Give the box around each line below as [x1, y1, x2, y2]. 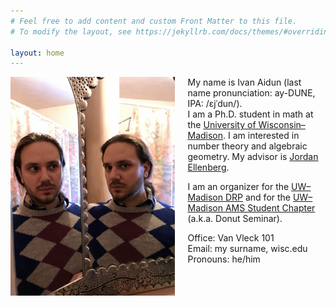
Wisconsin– [258, 119, 306, 131]
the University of [187, 119, 257, 131]
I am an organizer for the [187, 181, 290, 193]
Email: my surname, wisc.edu [187, 243, 308, 255]
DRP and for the [224, 191, 292, 204]
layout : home [10, 48, 65, 58]
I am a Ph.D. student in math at [187, 108, 314, 120]
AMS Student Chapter [224, 202, 316, 214]
